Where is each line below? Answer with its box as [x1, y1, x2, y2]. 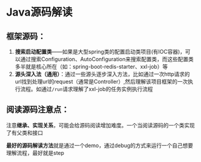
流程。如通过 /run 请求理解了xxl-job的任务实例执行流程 [20, 85, 153, 93]
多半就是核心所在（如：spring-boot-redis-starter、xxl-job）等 [14, 63, 168, 70]
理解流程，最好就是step [6, 149, 65, 156]
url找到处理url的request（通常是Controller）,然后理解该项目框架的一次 [14, 78, 188, 85]
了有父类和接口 [6, 129, 43, 136]
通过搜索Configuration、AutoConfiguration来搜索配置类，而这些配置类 [20, 56, 194, 63]
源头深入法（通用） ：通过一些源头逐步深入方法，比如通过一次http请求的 [14, 71, 190, 78]
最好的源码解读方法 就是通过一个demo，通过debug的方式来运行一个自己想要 [6, 142, 193, 149]
